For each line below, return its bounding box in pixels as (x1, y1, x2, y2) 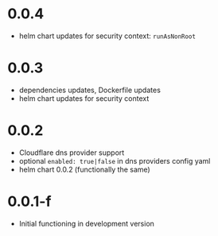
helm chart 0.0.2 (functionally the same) (18, 164, 150, 174)
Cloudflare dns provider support (18, 148, 125, 157)
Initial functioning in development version (18, 219, 154, 228)
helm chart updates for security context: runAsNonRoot (18, 31, 197, 41)
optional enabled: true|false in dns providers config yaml (18, 156, 211, 165)
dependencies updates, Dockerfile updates (18, 85, 161, 95)
